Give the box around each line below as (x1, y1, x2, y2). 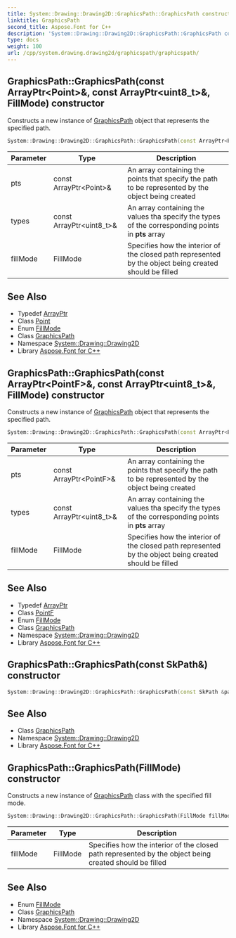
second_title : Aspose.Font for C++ (7, 23, 112, 30)
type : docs (7, 37, 39, 44)
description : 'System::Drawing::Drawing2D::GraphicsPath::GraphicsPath (7, 30, 221, 37)
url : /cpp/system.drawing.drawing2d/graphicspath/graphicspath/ (7, 50, 199, 57)
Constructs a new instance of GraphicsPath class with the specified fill (7, 792, 212, 800)
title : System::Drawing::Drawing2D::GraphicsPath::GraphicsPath (7, 10, 199, 18)
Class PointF (17, 608, 54, 617)
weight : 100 (7, 43, 42, 50)
